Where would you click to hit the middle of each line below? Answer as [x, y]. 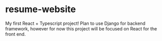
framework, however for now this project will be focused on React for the [81, 28]
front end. [16, 34]
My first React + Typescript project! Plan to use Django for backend [75, 23]
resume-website [41, 9]
